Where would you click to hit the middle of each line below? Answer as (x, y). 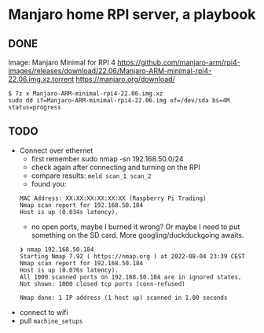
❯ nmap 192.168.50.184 (57, 250)
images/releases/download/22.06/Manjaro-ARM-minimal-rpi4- (110, 71)
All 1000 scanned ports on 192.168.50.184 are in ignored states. (130, 277)
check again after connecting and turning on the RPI (115, 167)
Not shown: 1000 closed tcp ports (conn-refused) (103, 284)
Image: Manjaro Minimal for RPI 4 (62, 62)
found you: (49, 183)
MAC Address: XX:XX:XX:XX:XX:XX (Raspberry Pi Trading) (113, 198)
